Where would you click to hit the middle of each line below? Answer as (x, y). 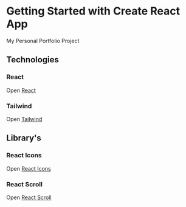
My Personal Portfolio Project (43, 41)
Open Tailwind (24, 119)
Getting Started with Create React (93, 11)
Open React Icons (29, 168)
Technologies (33, 60)
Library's (24, 138)
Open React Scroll (29, 197)
